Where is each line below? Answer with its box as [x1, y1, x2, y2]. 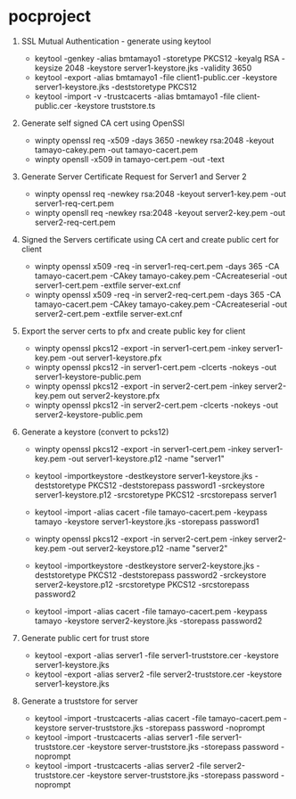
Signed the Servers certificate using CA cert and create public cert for [21, 234, 280, 244]
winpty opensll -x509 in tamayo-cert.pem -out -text [34, 153, 225, 164]
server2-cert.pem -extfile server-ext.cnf [34, 308, 184, 318]
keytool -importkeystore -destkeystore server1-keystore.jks [34, 470, 253, 481]
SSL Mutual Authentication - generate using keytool [21, 36, 211, 46]
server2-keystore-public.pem [34, 408, 144, 420]
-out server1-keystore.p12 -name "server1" [68, 453, 225, 464]
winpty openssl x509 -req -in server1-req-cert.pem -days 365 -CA [34, 260, 280, 271]
